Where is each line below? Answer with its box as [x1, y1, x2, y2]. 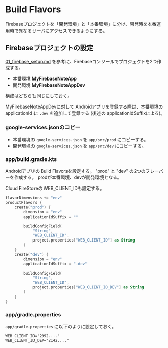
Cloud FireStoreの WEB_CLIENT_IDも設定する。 [5, 185, 105, 192]
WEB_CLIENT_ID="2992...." [5, 334, 60, 339]
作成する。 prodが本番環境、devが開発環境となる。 [14, 174, 122, 180]
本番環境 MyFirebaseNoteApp [12, 75, 77, 82]
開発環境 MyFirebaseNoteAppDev [12, 82, 85, 88]
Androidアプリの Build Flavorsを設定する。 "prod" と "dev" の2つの [5, 168, 146, 174]
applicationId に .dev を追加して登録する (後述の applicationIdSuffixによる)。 [5, 110, 165, 116]
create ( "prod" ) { [14, 205, 51, 210]
